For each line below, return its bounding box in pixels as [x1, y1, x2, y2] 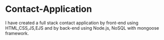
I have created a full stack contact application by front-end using [5, 20, 138, 26]
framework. [5, 30, 29, 36]
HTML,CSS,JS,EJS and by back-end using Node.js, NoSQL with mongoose [5, 25, 159, 31]
